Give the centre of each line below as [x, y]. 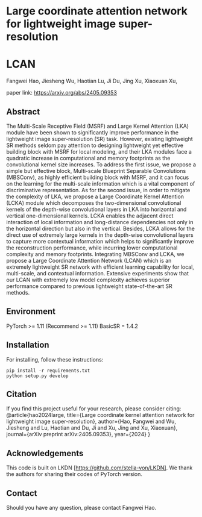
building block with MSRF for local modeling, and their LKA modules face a [99, 151]
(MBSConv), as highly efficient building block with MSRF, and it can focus [98, 177]
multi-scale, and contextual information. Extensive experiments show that [97, 273]
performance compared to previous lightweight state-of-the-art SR [90, 286]
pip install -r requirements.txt [48, 371]
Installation [28, 345]
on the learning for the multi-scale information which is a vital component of [101, 183]
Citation [22, 394]
